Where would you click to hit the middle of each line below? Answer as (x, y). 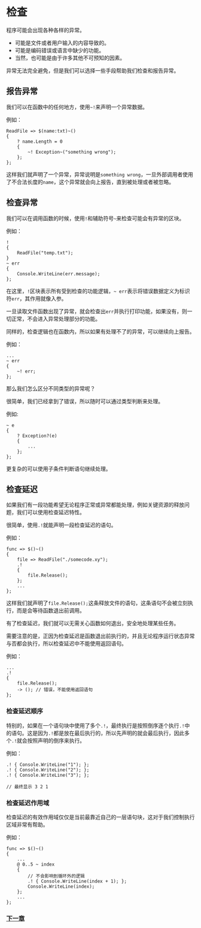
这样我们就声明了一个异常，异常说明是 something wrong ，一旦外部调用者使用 (100, 174)
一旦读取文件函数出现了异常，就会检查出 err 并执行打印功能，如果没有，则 (97, 311)
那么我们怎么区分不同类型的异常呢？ (51, 388)
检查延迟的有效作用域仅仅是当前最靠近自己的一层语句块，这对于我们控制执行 (100, 817)
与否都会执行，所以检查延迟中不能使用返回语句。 (66, 644)
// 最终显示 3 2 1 (27, 786)
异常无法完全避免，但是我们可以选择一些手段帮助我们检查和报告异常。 (93, 70)
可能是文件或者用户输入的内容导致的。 (62, 43)
